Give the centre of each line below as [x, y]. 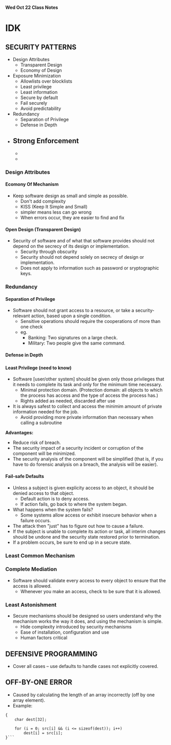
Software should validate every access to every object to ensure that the [89, 580]
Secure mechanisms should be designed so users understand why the [87, 616]
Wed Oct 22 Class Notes [32, 7]
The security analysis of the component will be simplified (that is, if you [88, 459]
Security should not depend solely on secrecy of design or [82, 257]
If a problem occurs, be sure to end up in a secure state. [72, 542]
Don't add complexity [43, 201]
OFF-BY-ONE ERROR [39, 682]
